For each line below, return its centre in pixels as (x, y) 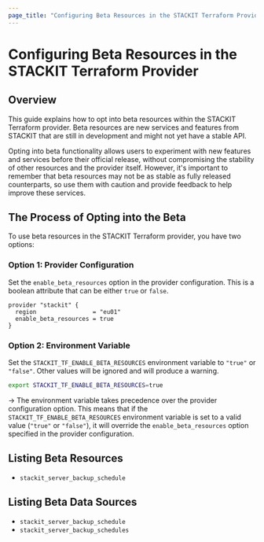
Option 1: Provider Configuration (71, 265)
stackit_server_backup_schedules (74, 530)
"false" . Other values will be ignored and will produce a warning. (114, 371)
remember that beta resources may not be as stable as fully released (119, 176)
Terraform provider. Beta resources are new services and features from (124, 127)
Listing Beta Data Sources (73, 502)
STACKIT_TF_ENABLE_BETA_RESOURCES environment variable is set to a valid (125, 417)
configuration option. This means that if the (78, 408)
